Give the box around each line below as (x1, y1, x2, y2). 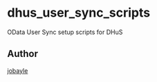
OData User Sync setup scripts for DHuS (7, 28, 123, 36)
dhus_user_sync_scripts (7, 5, 151, 21)
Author (7, 48, 38, 60)
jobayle (7, 66, 28, 74)
